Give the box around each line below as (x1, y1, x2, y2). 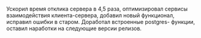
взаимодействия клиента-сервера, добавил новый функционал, (6, 12, 175, 19)
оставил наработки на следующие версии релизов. (6, 25, 142, 32)
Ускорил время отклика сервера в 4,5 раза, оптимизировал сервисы (6, 6, 188, 12)
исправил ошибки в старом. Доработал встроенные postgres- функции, (6, 18, 195, 25)
